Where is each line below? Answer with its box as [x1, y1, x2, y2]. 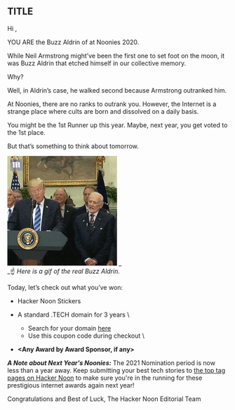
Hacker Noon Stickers [17, 296, 81, 305]
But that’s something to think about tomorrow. [7, 142, 139, 150]
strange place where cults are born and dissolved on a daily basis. [7, 107, 199, 115]
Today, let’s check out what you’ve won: [7, 283, 123, 291]
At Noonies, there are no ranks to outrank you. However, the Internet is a [7, 100, 217, 108]
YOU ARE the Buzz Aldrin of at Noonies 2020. [7, 38, 140, 46]
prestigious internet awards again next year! [7, 381, 135, 389]
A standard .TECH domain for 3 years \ [17, 310, 130, 319]
